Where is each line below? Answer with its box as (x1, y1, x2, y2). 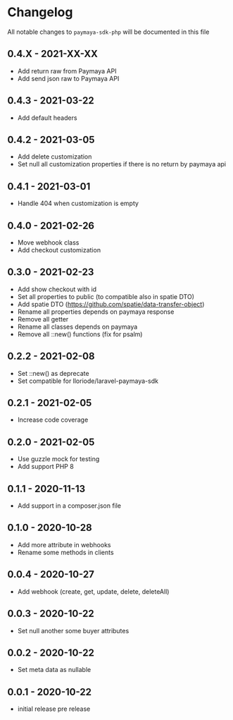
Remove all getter (17, 315, 69, 323)
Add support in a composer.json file (17, 501, 122, 510)
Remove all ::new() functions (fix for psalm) (17, 329, 143, 338)
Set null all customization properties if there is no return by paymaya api (17, 160, 227, 169)
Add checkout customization (17, 246, 101, 254)
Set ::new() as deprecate (17, 369, 89, 377)
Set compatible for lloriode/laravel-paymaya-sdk (17, 377, 158, 385)
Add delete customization (17, 152, 92, 161)
